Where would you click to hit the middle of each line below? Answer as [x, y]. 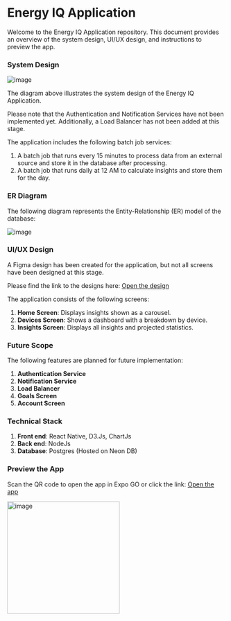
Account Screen [41, 403]
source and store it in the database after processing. [92, 163]
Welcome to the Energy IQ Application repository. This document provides [113, 32]
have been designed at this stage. [55, 272]
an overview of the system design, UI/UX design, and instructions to [105, 39]
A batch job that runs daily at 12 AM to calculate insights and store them [120, 171]
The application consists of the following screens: [78, 299]
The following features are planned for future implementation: [95, 360]
